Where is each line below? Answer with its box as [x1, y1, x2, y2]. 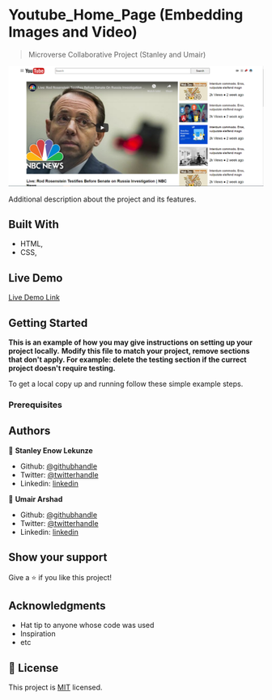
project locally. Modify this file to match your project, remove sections [8, 346, 250, 356]
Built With [8, 218, 59, 231]
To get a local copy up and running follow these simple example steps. [8, 379, 244, 389]
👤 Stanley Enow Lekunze [8, 445, 93, 455]
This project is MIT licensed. [8, 682, 103, 693]
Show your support [8, 550, 108, 564]
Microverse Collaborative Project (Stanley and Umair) [28, 49, 206, 59]
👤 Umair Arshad [8, 494, 63, 503]
